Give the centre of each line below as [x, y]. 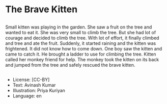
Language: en [27, 96]
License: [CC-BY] [31, 80]
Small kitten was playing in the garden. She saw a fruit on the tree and [79, 27]
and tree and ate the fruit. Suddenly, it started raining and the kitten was [81, 43]
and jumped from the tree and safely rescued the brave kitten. [70, 65]
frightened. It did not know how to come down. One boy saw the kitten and [84, 48]
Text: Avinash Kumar [34, 85]
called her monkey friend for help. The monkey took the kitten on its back [82, 59]
